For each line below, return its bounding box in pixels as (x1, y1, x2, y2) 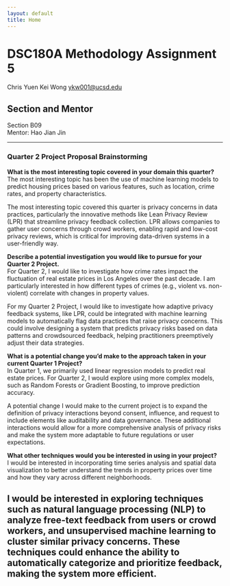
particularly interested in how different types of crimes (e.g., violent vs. (7, 282, 207, 290)
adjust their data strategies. (7, 339, 84, 347)
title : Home (7, 16, 41, 23)
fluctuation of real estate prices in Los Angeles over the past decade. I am (7, 274, 216, 282)
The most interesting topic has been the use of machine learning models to (7, 175, 219, 183)
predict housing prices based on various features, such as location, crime (7, 182, 215, 191)
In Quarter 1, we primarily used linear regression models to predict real (7, 366, 205, 374)
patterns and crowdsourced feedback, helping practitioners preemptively (7, 331, 214, 339)
